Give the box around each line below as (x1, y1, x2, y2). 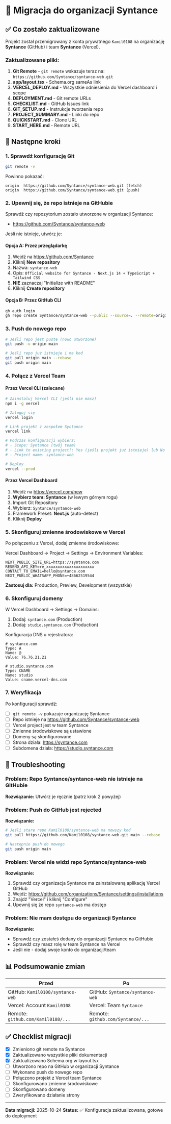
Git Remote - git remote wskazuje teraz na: (12, 68, 105, 74)
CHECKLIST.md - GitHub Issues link (12, 101, 89, 107)
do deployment (5, 1113, 37, 1119)
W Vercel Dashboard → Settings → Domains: (5, 607, 99, 613)
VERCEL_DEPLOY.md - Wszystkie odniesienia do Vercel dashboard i (12, 84, 157, 91)
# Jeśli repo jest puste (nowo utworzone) (5, 337, 97, 342)
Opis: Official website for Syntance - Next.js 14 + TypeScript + (12, 270, 155, 276)
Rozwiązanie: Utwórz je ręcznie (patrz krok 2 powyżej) (5, 793, 121, 800)
